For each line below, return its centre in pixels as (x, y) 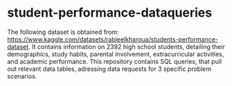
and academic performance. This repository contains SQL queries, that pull (115, 61)
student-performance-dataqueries (110, 13)
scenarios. (22, 76)
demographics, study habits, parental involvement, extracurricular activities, (116, 54)
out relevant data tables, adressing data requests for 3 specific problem (109, 69)
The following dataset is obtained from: (63, 32)
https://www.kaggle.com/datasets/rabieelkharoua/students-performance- (113, 39)
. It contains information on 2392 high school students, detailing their (127, 46)
